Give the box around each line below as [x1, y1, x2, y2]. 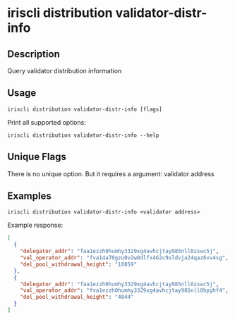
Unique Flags [7, 151, 67, 163]
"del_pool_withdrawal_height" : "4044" [20, 294, 134, 301]
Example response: [7, 221, 64, 230]
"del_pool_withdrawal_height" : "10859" [20, 261, 138, 268]
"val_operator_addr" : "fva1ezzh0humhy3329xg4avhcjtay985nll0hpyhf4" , [20, 287, 229, 294]
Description [7, 48, 60, 60]
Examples [7, 190, 52, 202]
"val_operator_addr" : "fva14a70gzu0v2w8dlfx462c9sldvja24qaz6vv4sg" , [20, 254, 229, 261]
